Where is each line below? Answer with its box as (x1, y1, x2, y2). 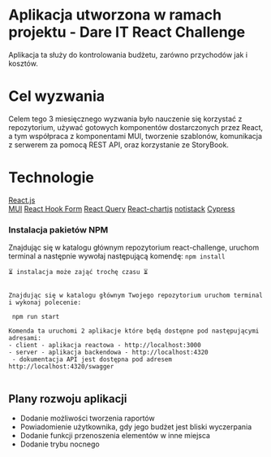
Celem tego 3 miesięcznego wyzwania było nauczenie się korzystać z (8, 114, 243, 124)
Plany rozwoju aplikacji (8, 392, 127, 406)
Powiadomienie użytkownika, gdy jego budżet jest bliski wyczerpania (19, 421, 252, 432)
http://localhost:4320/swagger (8, 363, 114, 371)
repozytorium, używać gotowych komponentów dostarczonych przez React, (8, 122, 264, 132)
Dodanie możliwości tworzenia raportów (19, 413, 156, 423)
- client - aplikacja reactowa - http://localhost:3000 (8, 342, 201, 350)
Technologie (8, 168, 95, 187)
